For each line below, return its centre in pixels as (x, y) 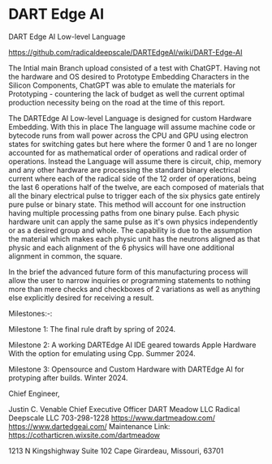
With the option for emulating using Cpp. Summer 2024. (102, 353)
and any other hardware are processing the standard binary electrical (125, 170)
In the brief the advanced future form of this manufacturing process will (128, 272)
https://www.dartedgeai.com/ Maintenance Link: (89, 426)
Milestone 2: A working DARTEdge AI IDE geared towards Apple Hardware (132, 345)
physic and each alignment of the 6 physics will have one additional (121, 247)
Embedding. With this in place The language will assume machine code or (132, 127)
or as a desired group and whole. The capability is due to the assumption (131, 230)
